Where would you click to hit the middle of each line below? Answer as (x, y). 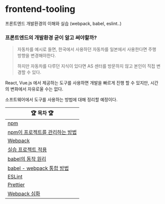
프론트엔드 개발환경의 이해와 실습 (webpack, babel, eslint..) (63, 23)
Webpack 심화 (24, 194)
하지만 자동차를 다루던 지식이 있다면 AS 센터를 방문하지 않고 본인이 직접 (86, 66)
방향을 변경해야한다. (36, 56)
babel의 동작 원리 (27, 159)
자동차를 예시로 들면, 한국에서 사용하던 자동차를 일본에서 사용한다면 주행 (87, 49)
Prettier (16, 185)
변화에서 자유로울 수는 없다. (37, 89)
